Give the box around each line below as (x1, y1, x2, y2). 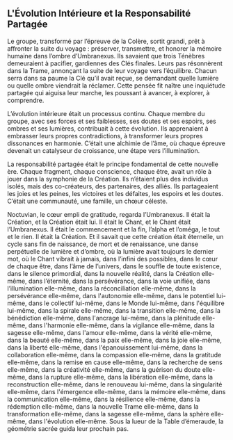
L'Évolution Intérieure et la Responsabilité (7, 8, 191, 19)
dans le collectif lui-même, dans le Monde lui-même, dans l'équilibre (28, 299, 225, 307)
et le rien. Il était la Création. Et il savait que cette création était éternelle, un (7, 232, 224, 241)
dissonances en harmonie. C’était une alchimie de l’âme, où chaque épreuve (7, 139, 226, 147)
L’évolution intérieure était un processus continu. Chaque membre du (7, 109, 205, 117)
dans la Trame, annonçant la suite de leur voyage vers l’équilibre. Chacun (7, 66, 217, 74)
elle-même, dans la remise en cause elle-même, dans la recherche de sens (7, 358, 223, 366)
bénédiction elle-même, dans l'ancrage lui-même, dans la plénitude (7, 313, 201, 322)
